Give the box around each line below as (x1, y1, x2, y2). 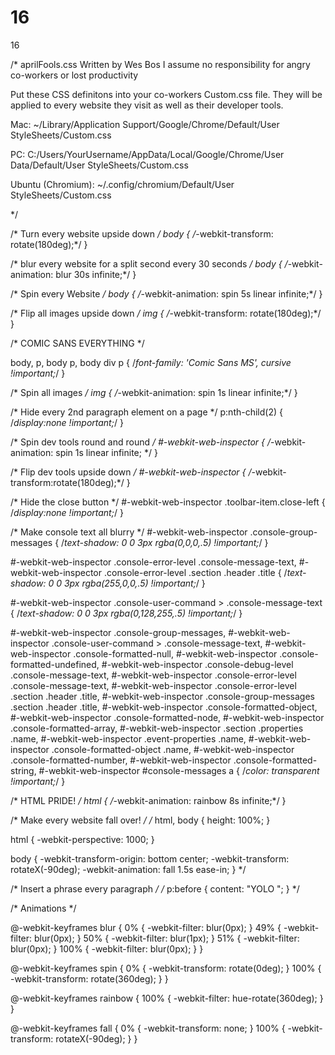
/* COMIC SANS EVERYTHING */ (10, 337, 145, 349)
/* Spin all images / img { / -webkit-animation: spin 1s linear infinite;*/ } (10, 386, 298, 398)
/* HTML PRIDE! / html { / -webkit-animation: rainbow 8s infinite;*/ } (10, 794, 287, 806)
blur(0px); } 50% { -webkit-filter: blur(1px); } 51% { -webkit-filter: (34, 932, 300, 944)
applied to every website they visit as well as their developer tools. (10, 99, 284, 111)
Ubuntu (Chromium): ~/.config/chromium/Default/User (10, 178, 235, 190)
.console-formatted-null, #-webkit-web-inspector (73, 647, 278, 660)
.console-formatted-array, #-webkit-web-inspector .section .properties (10, 722, 304, 734)
